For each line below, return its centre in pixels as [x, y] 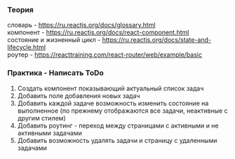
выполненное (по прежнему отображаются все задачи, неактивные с [122, 111]
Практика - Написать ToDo [55, 73]
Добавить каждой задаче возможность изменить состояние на [113, 103]
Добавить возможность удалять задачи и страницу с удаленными [117, 140]
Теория [20, 10]
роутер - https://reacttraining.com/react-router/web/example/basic [105, 55]
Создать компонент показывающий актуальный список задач [110, 88]
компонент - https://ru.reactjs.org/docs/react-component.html [98, 32]
